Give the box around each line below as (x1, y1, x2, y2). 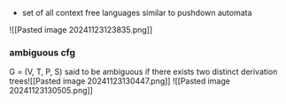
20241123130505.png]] (9, 85, 93, 96)
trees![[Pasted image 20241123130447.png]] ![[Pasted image (9, 76, 230, 86)
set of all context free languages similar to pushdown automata (21, 8, 252, 18)
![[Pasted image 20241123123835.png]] (9, 25, 153, 34)
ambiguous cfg (9, 46, 76, 58)
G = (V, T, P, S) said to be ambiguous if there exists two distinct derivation (9, 66, 278, 78)
